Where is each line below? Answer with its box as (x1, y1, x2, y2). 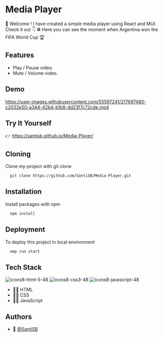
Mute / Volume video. (12, 70, 58, 76)
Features (5, 51, 34, 60)
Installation (5, 188, 42, 196)
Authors (5, 312, 32, 321)
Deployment (5, 225, 45, 234)
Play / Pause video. (12, 64, 54, 70)
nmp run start (10, 249, 40, 254)
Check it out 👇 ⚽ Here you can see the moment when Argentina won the (5, 26, 158, 32)
